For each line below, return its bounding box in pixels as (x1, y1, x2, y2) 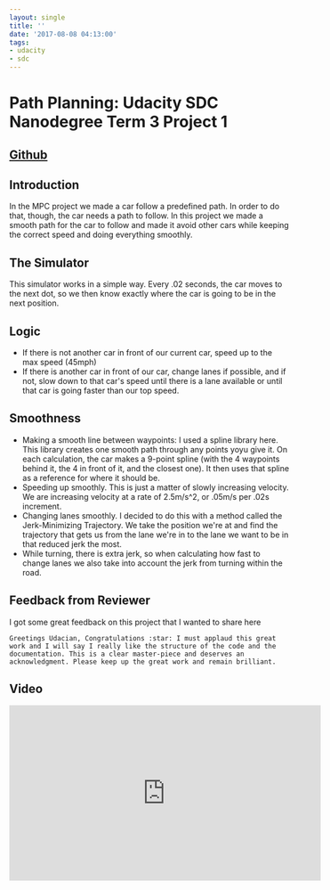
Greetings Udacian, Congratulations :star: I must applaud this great (9, 633, 277, 642)
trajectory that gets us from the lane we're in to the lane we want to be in (21, 529, 289, 540)
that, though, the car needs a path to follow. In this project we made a (9, 210, 264, 221)
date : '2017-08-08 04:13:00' (9, 29, 117, 38)
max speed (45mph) (21, 357, 97, 368)
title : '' (9, 21, 46, 30)
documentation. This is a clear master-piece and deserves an (9, 649, 245, 658)
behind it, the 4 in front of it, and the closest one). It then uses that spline (21, 462, 290, 473)
